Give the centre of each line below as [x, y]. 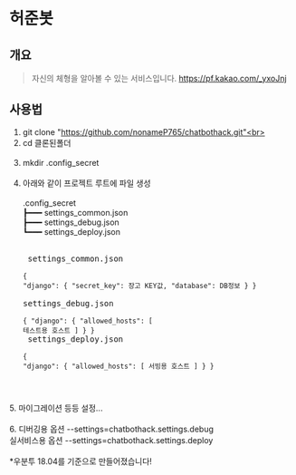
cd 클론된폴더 [47, 142]
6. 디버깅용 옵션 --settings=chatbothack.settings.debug [112, 429]
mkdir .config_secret [61, 162]
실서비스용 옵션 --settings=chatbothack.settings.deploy [111, 440]
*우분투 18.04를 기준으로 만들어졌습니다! [81, 461]
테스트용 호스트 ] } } [58, 330]
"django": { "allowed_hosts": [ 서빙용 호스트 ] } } [118, 366]
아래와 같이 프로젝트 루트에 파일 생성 [86, 183]
